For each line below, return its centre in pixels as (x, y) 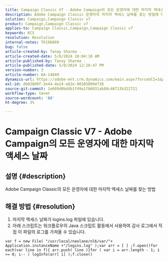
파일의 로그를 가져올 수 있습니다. (54, 232)
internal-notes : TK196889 (32, 42)
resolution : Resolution (30, 38)
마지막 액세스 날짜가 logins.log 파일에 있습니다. (58, 219)
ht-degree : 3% (20, 103)
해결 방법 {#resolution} (40, 206)
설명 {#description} (35, 176)
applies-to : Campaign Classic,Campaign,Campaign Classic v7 (69, 28)
